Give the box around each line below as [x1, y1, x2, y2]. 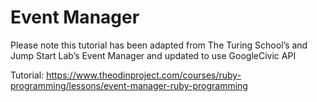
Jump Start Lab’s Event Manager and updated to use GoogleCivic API [10, 49, 297, 61]
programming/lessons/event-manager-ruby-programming [10, 79, 248, 91]
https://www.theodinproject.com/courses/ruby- [46, 69, 242, 81]
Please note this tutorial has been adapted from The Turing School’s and [10, 39, 308, 51]
